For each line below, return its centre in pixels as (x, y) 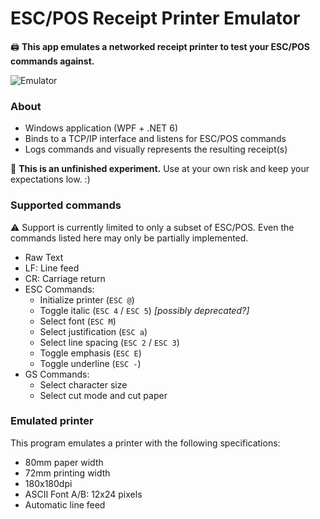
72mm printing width (67, 473)
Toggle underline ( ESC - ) (90, 363)
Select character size (83, 384)
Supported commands (66, 205)
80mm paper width (64, 462)
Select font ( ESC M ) (78, 321)
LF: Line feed (52, 268)
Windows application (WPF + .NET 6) (101, 128)
